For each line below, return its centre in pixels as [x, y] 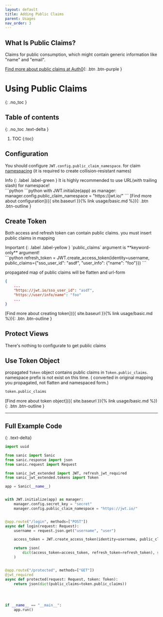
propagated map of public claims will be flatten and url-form [65, 272]
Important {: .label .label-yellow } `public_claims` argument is [65, 247]
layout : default [21, 9]
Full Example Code [33, 426]
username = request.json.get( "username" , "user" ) [65, 530]
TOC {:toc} [23, 139]
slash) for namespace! [27, 185]
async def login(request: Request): [42, 526]
